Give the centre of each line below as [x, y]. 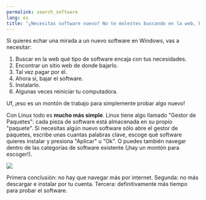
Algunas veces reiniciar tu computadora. [67, 92]
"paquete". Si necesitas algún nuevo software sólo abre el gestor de [92, 128]
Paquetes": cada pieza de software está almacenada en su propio [90, 122]
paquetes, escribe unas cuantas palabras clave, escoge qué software [94, 135]
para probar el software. [37, 191]
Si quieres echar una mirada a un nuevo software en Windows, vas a [93, 41]
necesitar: [19, 47]
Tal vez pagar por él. [41, 72]
